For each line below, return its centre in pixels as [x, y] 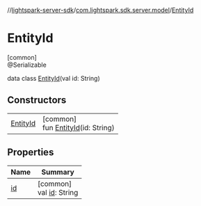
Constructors [37, 100]
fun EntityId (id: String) [78, 127]
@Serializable [27, 65]
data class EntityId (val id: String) [54, 78]
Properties [31, 152]
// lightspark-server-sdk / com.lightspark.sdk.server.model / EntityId [100, 10]
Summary [58, 172]
